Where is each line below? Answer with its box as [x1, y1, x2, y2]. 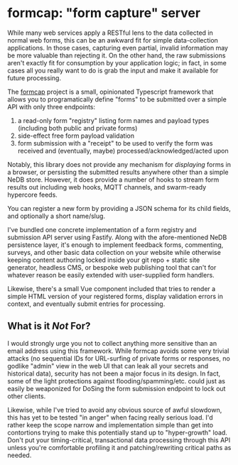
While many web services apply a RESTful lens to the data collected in [7, 28, 213, 37]
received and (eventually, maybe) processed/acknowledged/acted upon [17, 146, 229, 155]
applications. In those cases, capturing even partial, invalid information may [7, 43, 229, 52]
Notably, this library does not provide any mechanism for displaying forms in [7, 160, 232, 168]
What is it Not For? [7, 320, 91, 332]
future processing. [7, 73, 62, 82]
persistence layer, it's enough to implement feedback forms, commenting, [7, 240, 224, 249]
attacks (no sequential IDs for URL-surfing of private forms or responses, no [7, 354, 231, 363]
